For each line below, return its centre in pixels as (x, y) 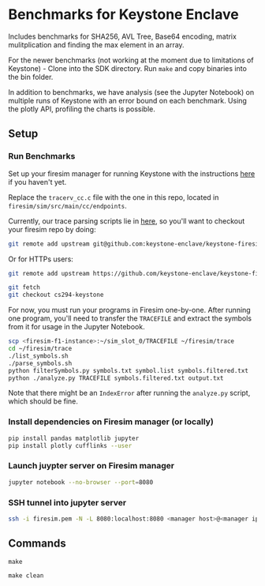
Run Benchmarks (42, 156)
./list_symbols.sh (38, 356)
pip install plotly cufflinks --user (70, 445)
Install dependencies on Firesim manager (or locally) (111, 422)
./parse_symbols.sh (40, 363)
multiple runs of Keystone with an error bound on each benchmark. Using (127, 100)
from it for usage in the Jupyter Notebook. (77, 327)
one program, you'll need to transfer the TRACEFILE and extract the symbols (130, 318)
